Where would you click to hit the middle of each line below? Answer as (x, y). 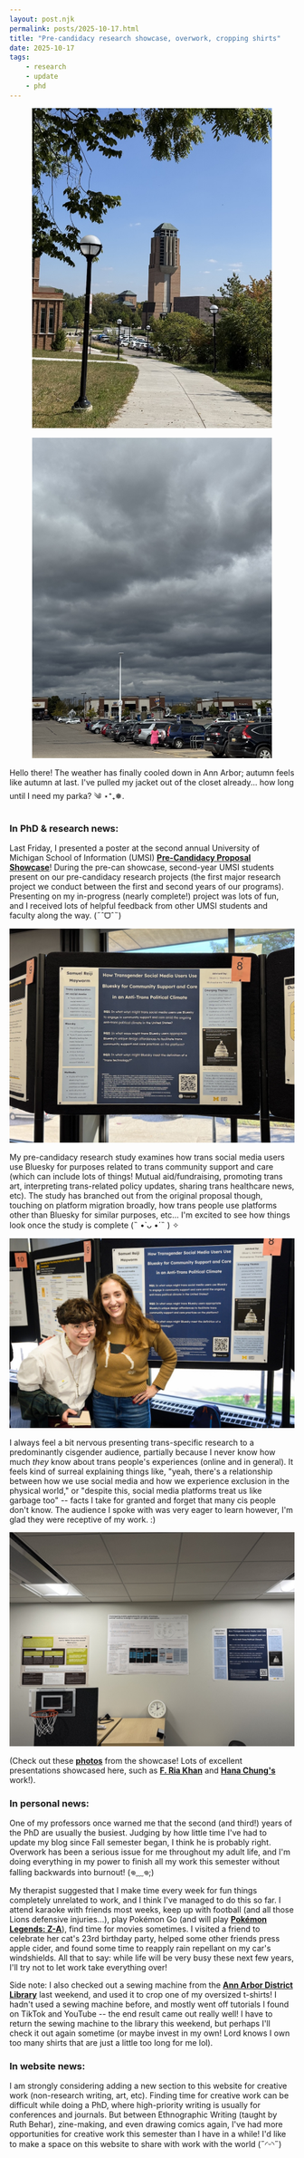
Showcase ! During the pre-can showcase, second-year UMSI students (142, 867)
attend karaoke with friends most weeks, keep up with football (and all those (152, 1909)
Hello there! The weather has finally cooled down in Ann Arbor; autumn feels (152, 773)
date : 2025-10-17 (42, 48)
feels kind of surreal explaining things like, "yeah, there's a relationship (141, 1471)
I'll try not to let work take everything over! (88, 1967)
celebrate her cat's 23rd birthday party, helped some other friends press (145, 1938)
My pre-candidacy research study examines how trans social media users (147, 1157)
